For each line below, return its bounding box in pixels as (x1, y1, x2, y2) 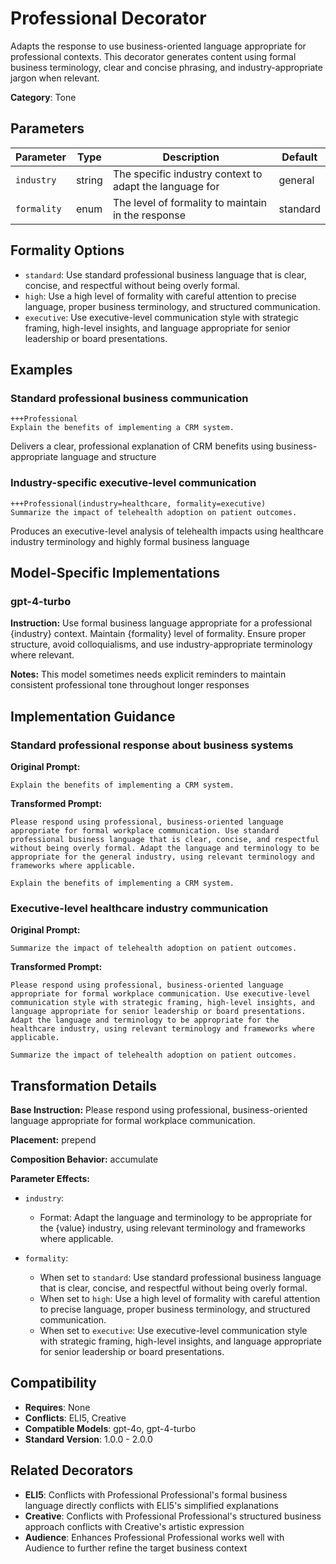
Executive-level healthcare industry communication (10, 901, 269, 915)
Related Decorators (10, 1462, 134, 1479)
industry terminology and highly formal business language (10, 535, 250, 547)
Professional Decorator (10, 7, 207, 30)
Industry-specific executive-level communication (10, 476, 257, 490)
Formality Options (10, 242, 125, 259)
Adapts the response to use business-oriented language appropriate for (10, 40, 307, 52)
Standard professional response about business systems (10, 738, 294, 752)
